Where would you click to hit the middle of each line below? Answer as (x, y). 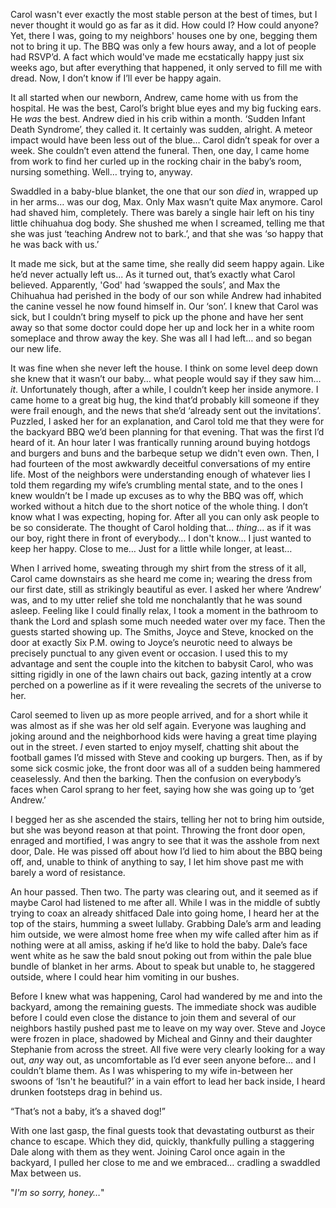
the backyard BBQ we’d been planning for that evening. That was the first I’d (167, 432)
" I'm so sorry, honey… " (57, 1192)
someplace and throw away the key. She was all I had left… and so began (161, 338)
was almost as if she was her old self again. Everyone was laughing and (158, 725)
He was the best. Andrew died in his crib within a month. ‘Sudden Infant (158, 118)
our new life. (36, 348)
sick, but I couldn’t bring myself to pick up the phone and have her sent (157, 317)
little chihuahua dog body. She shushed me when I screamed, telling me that (167, 223)
